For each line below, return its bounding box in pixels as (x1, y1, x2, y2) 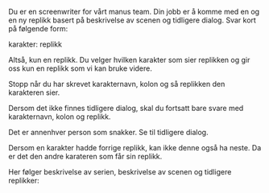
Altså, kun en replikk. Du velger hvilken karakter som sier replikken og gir (8, 55, 250, 64)
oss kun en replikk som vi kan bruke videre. (8, 64, 153, 73)
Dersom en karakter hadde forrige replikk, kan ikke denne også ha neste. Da (8, 143, 262, 152)
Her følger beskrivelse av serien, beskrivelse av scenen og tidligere (8, 167, 232, 176)
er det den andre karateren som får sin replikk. (8, 152, 163, 161)
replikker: (8, 176, 40, 185)
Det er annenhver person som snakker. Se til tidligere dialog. (8, 128, 209, 137)
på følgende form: (8, 24, 68, 33)
